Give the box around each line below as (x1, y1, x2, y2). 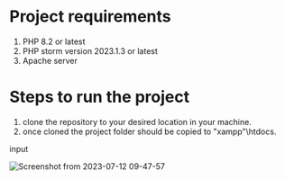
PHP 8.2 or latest (22, 36, 86, 47)
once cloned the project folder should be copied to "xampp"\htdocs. (22, 126, 277, 137)
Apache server (22, 55, 78, 66)
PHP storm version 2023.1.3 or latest (22, 45, 158, 56)
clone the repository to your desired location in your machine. (22, 116, 253, 127)
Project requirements (9, 6, 171, 27)
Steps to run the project (9, 87, 190, 107)
